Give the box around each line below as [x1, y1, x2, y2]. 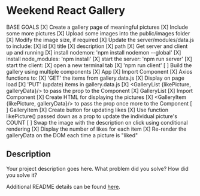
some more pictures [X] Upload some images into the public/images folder [6, 29, 190, 37]
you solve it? [6, 171, 38, 179]
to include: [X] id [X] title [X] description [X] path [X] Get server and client [6, 43, 188, 50]
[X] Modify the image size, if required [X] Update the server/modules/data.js [6, 36, 195, 43]
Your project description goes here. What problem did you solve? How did [6, 165, 189, 172]
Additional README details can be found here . [6, 183, 121, 190]
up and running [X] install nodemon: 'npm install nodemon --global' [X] [6, 49, 181, 56]
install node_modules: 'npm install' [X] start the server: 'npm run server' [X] [6, 55, 193, 62]
